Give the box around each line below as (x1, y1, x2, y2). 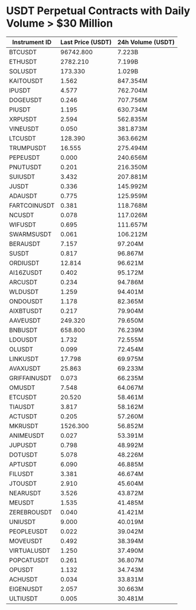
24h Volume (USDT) (117, 38, 175, 46)
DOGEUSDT (9, 96, 43, 104)
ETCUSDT (9, 393, 37, 401)
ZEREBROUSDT (9, 508, 53, 516)
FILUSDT (9, 470, 34, 478)
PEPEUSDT (9, 153, 40, 162)
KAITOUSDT (9, 77, 43, 85)
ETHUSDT (9, 57, 37, 65)
